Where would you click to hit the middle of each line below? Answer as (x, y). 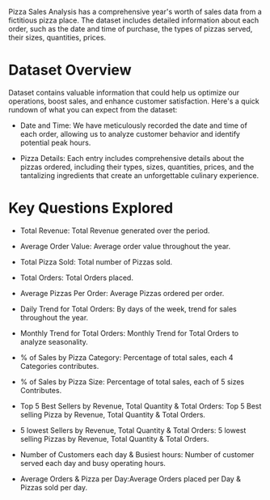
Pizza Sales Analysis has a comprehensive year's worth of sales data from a (135, 12)
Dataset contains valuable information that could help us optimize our (124, 92)
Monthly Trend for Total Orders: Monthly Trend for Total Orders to (129, 333)
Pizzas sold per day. (53, 487)
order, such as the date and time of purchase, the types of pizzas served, (131, 29)
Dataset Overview (70, 70)
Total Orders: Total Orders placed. (76, 278)
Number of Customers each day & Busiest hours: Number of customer (137, 454)
